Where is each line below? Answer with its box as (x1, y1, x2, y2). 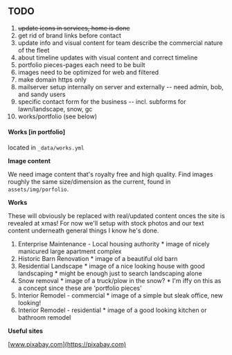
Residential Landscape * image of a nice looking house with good (17, 262, 205, 271)
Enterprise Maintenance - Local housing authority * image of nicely (17, 240, 210, 248)
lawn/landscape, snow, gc (17, 104, 93, 113)
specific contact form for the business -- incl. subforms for (17, 97, 186, 106)
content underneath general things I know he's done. (8, 226, 159, 235)
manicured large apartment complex (17, 247, 122, 255)
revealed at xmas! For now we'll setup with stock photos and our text (8, 219, 204, 228)
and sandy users (17, 90, 66, 98)
